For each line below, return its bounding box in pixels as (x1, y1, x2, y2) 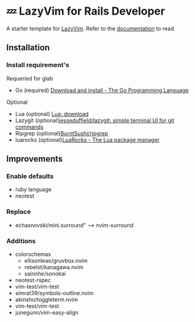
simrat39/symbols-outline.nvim (15, 289, 94, 296)
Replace (6, 207, 31, 216)
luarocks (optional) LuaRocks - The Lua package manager (15, 136, 160, 143)
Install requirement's (6, 61, 69, 70)
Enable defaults (6, 172, 54, 181)
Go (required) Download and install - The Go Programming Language (15, 87, 189, 94)
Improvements (6, 154, 63, 164)
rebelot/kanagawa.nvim (24, 263, 84, 271)
